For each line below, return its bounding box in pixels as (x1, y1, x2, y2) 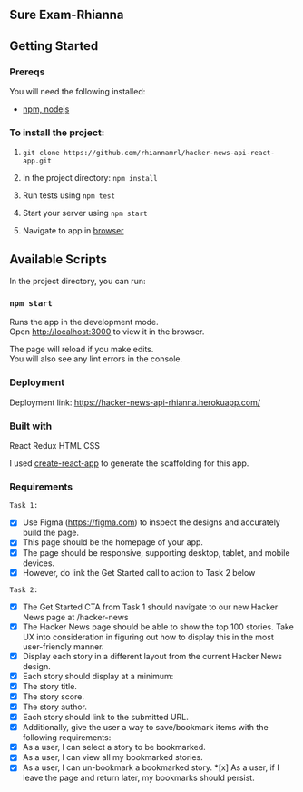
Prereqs (9, 65, 45, 78)
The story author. (22, 701, 88, 712)
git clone (22, 149, 61, 158)
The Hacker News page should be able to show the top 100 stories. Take (22, 621, 295, 632)
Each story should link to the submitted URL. (22, 712, 189, 723)
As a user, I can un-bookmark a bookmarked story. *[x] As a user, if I (22, 762, 279, 773)
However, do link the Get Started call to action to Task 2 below (22, 567, 256, 578)
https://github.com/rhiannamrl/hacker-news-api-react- (63, 149, 275, 158)
